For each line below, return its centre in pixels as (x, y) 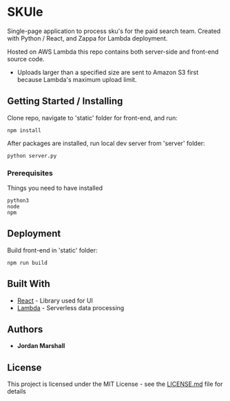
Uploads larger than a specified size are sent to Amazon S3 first (108, 72)
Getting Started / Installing (65, 101)
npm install (24, 130)
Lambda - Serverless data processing (71, 307)
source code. (26, 58)
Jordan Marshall (41, 346)
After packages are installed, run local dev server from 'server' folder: (106, 143)
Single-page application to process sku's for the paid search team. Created (114, 31)
